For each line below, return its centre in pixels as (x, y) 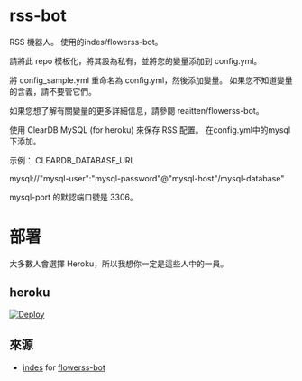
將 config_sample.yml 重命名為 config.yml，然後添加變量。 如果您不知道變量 (151, 80)
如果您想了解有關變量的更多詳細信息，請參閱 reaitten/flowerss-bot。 (137, 110)
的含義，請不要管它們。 (53, 91)
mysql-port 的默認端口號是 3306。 (73, 197)
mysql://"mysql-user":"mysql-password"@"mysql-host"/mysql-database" (147, 178)
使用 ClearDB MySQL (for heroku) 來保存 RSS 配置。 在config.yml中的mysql (150, 130)
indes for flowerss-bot (64, 367)
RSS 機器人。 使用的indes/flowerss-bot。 (86, 42)
